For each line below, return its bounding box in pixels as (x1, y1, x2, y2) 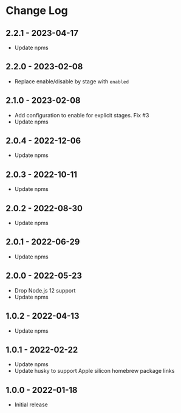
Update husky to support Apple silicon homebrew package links (14, 367, 175, 375)
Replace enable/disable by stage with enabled (14, 77, 129, 85)
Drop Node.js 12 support (14, 286, 76, 294)
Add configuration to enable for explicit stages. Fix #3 (14, 111, 149, 119)
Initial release (14, 401, 48, 408)
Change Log (5, 4, 68, 18)
